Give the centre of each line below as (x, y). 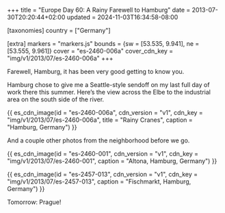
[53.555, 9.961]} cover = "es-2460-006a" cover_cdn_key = (90, 51)
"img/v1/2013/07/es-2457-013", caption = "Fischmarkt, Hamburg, (99, 181)
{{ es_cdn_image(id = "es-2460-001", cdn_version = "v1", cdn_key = (103, 154)
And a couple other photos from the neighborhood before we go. (98, 140)
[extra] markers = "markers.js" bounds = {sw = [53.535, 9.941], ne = (103, 43)
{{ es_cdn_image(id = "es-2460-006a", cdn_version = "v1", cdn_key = (105, 113)
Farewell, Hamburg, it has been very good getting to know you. (96, 72)
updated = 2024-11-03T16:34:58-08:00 (122, 17)
